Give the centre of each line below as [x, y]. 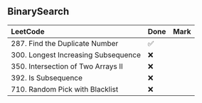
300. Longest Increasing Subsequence [76, 54]
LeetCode [28, 31]
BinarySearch [38, 12]
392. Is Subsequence [47, 78]
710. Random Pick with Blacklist [65, 89]
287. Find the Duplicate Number [65, 43]
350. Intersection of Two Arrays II [67, 66]
